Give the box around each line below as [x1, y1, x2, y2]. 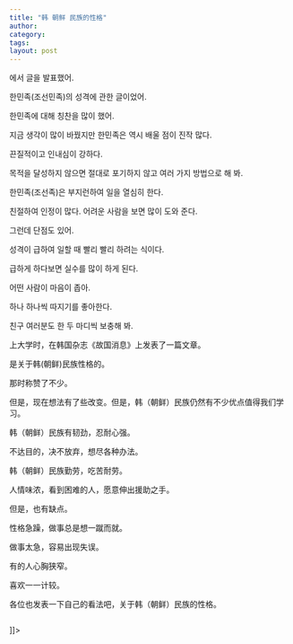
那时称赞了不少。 [9, 378, 73, 389]
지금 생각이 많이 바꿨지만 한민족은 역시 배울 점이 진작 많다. [9, 129, 212, 140]
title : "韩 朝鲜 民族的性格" [9, 13, 108, 22]
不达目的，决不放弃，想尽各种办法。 [9, 446, 143, 457]
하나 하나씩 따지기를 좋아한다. [9, 302, 113, 313]
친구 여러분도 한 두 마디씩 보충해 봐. [9, 321, 134, 331]
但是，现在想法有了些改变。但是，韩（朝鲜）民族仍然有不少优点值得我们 [9, 397, 276, 408]
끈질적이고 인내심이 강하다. [9, 149, 103, 160]
